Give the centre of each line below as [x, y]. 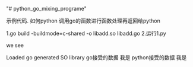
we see [15, 45]
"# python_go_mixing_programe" [47, 9]
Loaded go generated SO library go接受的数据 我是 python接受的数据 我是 [96, 58]
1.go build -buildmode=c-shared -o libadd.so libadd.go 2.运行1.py [86, 33]
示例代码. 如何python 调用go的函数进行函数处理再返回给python [83, 21]
